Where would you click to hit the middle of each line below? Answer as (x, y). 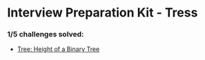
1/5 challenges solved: (46, 34)
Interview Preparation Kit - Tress (102, 13)
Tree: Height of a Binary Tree (58, 49)
